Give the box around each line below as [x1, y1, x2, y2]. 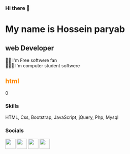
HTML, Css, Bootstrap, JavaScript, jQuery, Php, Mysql [5, 114, 119, 120]
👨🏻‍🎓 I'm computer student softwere [5, 62, 80, 68]
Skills [5, 102, 19, 110]
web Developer [5, 43, 54, 53]
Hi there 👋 [5, 5, 30, 12]
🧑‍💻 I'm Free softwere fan [5, 57, 57, 63]
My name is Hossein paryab [5, 23, 125, 35]
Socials [5, 127, 24, 134]
